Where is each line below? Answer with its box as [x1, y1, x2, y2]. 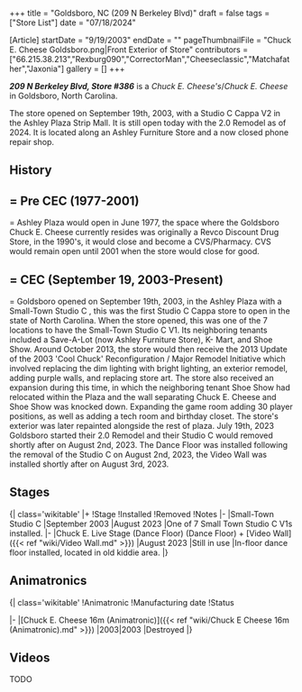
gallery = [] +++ [66, 63, 125, 74]
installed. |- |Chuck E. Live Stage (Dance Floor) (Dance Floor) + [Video [9, 527, 271, 539]
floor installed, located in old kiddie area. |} [9, 547, 169, 558]
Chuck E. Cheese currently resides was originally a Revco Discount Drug [9, 227, 279, 238]
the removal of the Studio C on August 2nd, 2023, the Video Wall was [9, 450, 268, 460]
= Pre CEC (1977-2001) [9, 193, 140, 208]
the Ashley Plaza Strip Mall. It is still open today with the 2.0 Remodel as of [9, 117, 287, 128]
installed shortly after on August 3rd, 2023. [9, 459, 169, 469]
